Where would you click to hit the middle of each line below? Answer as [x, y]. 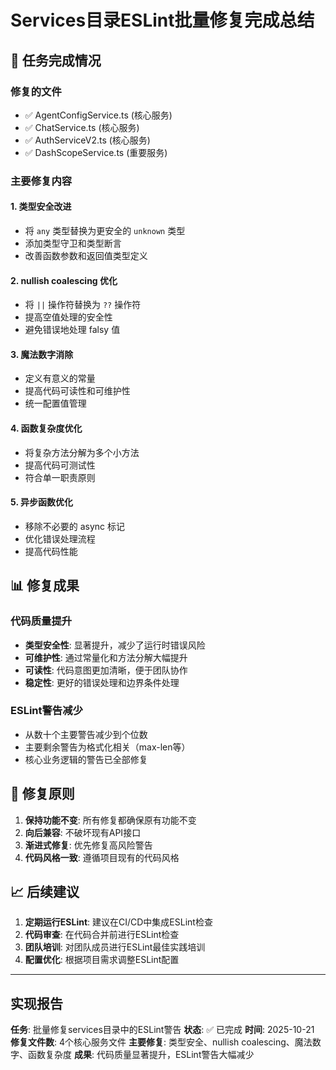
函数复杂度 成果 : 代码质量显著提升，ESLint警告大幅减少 [141, 1055]
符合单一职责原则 [60, 477]
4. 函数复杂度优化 [46, 428]
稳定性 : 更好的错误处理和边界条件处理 [102, 682]
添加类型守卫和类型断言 [73, 243]
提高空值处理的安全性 [68, 317]
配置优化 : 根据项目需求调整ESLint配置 [102, 960]
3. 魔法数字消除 [42, 354]
